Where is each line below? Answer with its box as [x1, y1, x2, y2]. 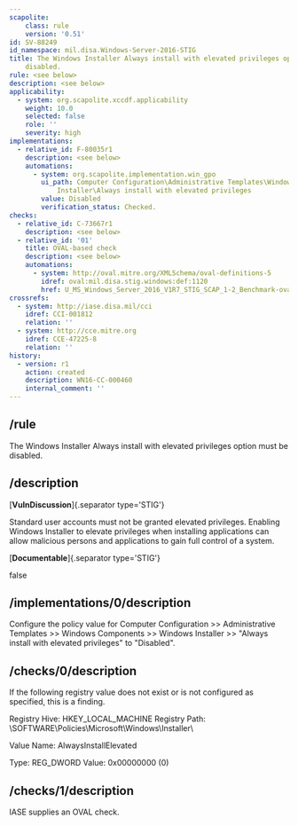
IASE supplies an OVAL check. [9, 806, 120, 817]
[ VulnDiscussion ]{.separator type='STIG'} [9, 499, 165, 510]
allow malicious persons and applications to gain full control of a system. [9, 535, 275, 546]
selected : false [25, 112, 86, 121]
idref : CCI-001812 [25, 310, 93, 319]
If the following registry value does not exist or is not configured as [9, 687, 255, 697]
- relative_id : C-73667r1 [17, 219, 114, 228]
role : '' [25, 121, 58, 130]
